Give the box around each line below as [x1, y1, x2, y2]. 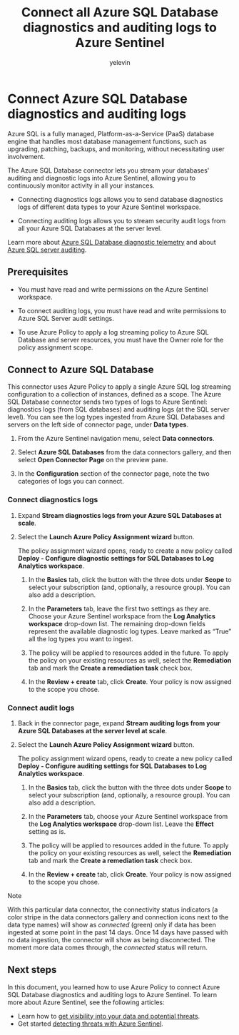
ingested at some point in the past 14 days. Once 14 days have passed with [7, 928, 228, 937]
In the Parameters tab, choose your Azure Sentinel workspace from [28, 812, 228, 820]
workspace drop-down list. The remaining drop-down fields [28, 619, 205, 628]
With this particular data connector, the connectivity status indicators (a [7, 905, 218, 914]
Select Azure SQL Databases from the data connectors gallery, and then [17, 448, 232, 457]
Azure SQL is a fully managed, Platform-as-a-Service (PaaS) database [7, 129, 215, 138]
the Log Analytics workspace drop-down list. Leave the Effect [28, 820, 214, 828]
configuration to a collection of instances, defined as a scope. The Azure [7, 390, 222, 399]
